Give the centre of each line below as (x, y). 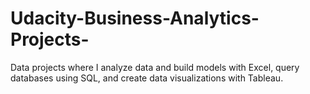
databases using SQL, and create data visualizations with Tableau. (147, 78)
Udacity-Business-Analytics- (135, 18)
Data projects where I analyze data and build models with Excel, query (155, 67)
